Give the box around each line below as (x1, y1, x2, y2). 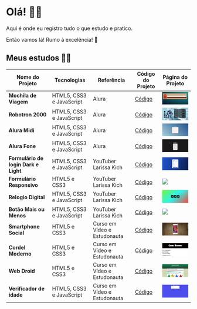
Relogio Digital (8, 193, 45, 200)
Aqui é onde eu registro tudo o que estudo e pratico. (6, 25, 133, 32)
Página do (162, 73, 188, 80)
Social (8, 229, 25, 237)
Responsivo (8, 182, 38, 189)
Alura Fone (8, 143, 36, 150)
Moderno (8, 250, 32, 257)
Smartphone (8, 223, 40, 230)
